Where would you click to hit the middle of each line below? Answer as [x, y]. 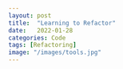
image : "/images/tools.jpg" [55, 52]
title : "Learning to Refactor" [62, 23]
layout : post [30, 15]
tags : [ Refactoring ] [43, 45]
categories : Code [37, 38]
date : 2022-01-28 [41, 30]
